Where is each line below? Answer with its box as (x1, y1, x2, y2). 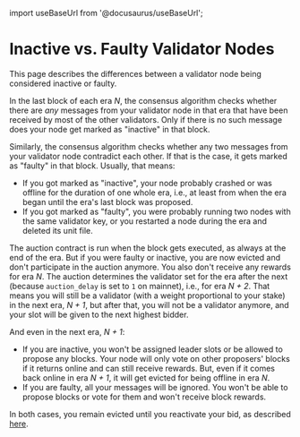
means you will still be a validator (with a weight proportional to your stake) (9, 290, 286, 301)
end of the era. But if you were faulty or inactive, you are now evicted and (9, 252, 281, 262)
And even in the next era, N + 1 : (9, 326, 125, 337)
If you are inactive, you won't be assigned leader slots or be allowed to (21, 344, 284, 355)
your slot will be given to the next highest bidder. (9, 309, 189, 320)
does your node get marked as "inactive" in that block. (9, 124, 210, 134)
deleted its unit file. (21, 225, 93, 236)
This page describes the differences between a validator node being (9, 68, 262, 79)
